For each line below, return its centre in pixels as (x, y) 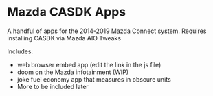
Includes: (20, 51)
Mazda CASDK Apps (66, 12)
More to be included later (53, 86)
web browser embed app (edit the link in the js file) (89, 64)
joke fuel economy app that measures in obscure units (94, 79)
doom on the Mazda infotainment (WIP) (73, 72)
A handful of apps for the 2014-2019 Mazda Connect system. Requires (107, 31)
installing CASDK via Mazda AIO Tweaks (64, 38)
